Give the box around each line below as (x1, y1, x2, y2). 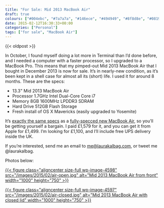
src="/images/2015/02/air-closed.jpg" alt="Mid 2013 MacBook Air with (5, 192, 148, 198)
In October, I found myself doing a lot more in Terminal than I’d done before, (5, 53, 158, 58)
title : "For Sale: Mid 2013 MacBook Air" (5, 7, 91, 12)
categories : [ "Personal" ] (5, 25, 58, 30)
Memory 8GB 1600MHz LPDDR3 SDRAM (12, 98, 94, 104)
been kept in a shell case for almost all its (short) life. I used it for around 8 (5, 74, 155, 79)
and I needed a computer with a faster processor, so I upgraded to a (5, 58, 143, 63)
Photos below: (5, 158, 34, 163)
